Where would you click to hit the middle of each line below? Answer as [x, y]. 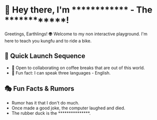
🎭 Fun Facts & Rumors [39, 89]
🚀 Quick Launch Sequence [45, 56]
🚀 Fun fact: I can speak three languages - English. [61, 73]
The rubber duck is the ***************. [51, 113]
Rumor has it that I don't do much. [45, 103]
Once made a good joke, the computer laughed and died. [68, 108]
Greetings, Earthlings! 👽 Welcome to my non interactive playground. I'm [76, 34]
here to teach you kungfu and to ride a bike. [48, 41]
